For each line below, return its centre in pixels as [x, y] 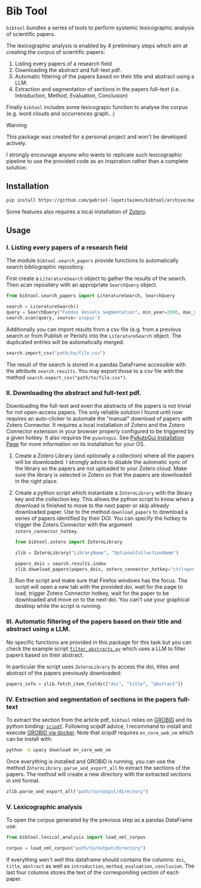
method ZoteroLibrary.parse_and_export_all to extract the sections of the [98, 767]
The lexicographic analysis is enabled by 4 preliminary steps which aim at [97, 46]
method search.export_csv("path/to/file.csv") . [67, 377]
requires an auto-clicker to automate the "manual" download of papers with [99, 419]
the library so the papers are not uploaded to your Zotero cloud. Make [101, 468]
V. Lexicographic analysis [44, 806]
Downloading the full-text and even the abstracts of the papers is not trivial [99, 405]
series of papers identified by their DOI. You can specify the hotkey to [101, 518]
